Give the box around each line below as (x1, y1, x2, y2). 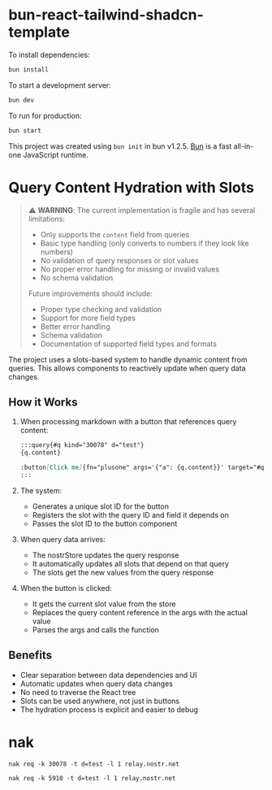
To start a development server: (8, 80, 111, 90)
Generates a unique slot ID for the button (32, 501, 169, 511)
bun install (8, 65, 49, 74)
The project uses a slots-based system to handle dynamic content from (8, 354, 248, 364)
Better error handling (40, 321, 111, 331)
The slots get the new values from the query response (32, 567, 214, 577)
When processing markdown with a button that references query (19, 417, 237, 427)
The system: (19, 485, 63, 495)
